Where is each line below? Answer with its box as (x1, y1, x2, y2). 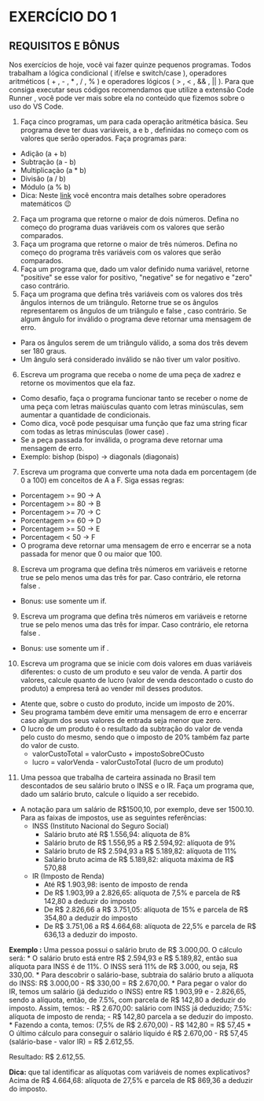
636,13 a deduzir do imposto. (43, 930, 138, 939)
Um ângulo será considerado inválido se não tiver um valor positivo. (20, 354, 240, 364)
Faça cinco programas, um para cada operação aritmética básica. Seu (20, 117, 248, 126)
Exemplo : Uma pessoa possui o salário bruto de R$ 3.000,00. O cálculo (9, 945, 243, 954)
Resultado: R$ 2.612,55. (9, 1052, 86, 1061)
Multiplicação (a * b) (20, 166, 87, 174)
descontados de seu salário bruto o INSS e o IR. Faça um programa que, (20, 781, 255, 790)
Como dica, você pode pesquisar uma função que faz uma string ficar (20, 419, 248, 428)
